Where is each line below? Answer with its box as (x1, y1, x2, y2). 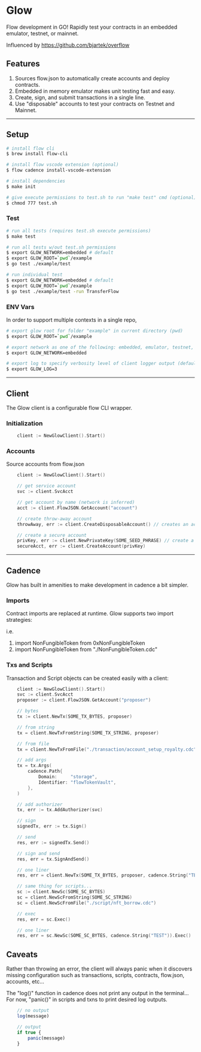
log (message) (17, 1013, 50, 1019)
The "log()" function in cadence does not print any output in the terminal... (6, 990, 190, 997)
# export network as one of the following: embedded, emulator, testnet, (6, 344, 194, 350)
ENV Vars (6, 303, 35, 311)
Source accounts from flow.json (6, 461, 85, 468)
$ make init (6, 183, 36, 189)
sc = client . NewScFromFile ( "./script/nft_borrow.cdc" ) (17, 900, 157, 906)
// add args (17, 757, 47, 763)
